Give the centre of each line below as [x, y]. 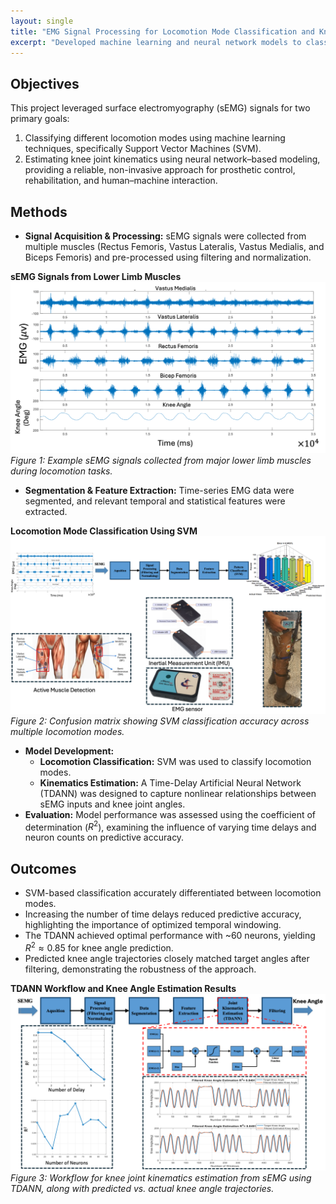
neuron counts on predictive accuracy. [104, 837]
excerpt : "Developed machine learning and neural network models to [156, 42]
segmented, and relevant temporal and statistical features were [155, 501]
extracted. [46, 512]
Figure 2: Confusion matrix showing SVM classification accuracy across [160, 721]
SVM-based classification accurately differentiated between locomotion [173, 893]
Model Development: [69, 751]
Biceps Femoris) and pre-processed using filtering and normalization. [168, 257]
